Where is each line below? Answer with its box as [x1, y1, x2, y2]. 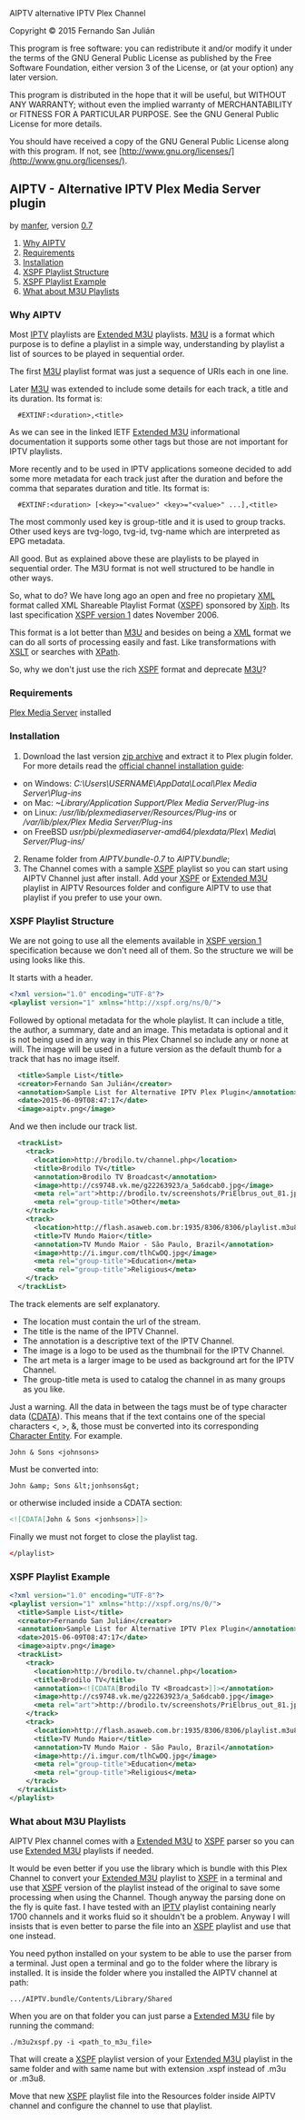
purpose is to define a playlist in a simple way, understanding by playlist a [9, 339, 285, 350]
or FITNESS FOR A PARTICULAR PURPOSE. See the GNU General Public [9, 109, 280, 119]
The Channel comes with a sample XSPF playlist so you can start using [22, 863, 289, 874]
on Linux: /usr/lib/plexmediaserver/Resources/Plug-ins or [22, 807, 238, 817]
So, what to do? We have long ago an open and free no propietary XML [9, 590, 275, 601]
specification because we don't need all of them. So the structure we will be [9, 945, 294, 956]
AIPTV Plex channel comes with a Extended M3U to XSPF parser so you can [9, 1836, 295, 1847]
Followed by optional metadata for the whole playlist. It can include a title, [9, 1015, 284, 1025]
